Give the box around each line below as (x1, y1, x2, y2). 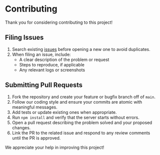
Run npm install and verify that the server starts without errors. (12, 114, 140, 120)
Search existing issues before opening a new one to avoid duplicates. (12, 46, 151, 52)
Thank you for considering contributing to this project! (5, 19, 113, 25)
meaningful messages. (12, 104, 58, 110)
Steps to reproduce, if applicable (19, 62, 85, 67)
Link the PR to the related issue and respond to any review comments (12, 130, 150, 136)
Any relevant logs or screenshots (19, 67, 86, 73)
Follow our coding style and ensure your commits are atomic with (12, 99, 143, 105)
